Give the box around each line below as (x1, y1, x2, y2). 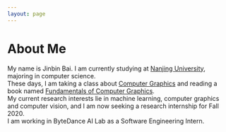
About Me (7, 40, 66, 56)
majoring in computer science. (7, 71, 96, 80)
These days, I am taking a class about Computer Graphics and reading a (7, 79, 218, 88)
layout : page (7, 10, 46, 18)
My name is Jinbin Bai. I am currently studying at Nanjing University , (7, 64, 206, 73)
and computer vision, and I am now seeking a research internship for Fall (7, 102, 219, 110)
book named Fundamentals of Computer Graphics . (7, 86, 155, 95)
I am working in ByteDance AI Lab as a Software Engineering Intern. (7, 116, 205, 125)
